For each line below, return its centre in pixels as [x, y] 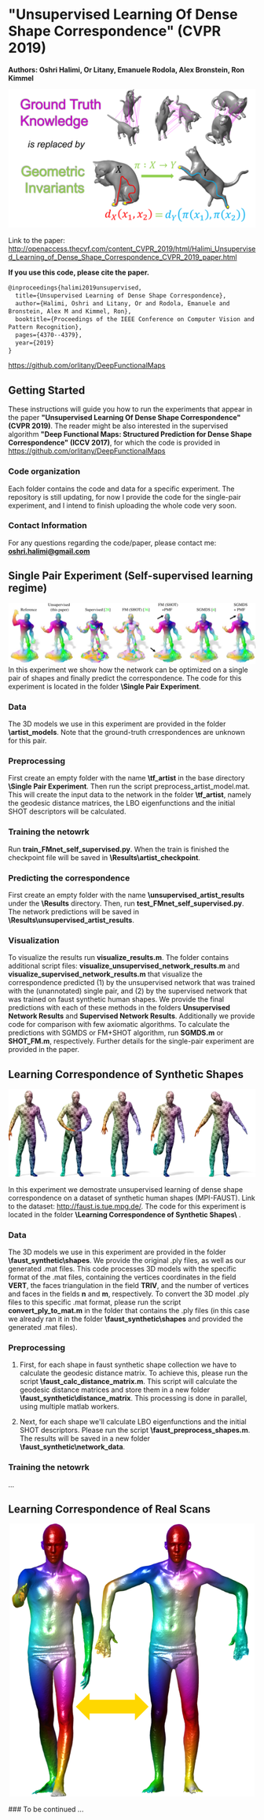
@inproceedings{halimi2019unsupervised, [75, 288]
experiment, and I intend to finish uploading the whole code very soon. [123, 505]
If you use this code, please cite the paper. [79, 272]
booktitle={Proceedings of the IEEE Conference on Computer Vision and [135, 319]
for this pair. [27, 740]
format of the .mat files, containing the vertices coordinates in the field [122, 1277]
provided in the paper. [44, 1050]
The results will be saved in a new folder [85, 1438]
